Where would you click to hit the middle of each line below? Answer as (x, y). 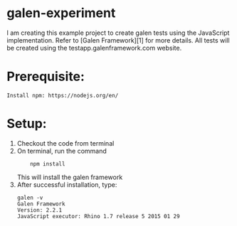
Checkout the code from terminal (65, 143)
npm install (48, 164)
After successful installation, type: (67, 184)
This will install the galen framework (70, 177)
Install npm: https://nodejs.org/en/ (63, 95)
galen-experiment (61, 13)
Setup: (27, 124)
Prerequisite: (46, 77)
